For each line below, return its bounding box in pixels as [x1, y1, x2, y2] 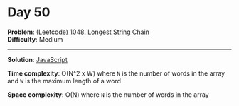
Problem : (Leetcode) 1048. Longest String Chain [7, 28, 149, 36]
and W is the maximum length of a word [7, 76, 122, 85]
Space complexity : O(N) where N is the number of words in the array [7, 90, 209, 99]
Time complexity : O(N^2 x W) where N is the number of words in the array [7, 69, 225, 78]
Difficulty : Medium [7, 35, 63, 43]
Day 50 [7, 4, 51, 20]
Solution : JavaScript [7, 55, 68, 64]
